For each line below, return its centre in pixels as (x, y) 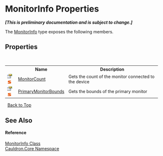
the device (79, 81)
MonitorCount (32, 79)
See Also (19, 120)
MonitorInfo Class (23, 143)
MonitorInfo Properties (52, 9)
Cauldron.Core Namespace (32, 148)
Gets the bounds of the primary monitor (108, 92)
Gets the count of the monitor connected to (112, 77)
